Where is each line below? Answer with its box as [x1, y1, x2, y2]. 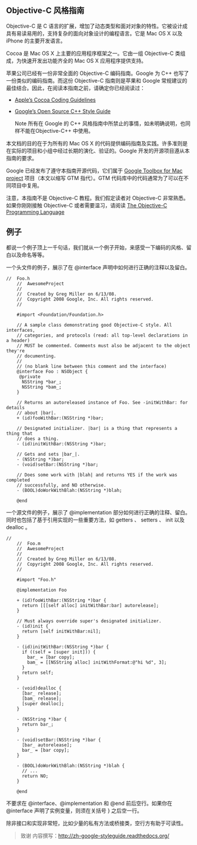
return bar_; [21, 721, 54, 727]
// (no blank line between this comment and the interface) [16, 363, 167, 369]
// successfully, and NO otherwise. [16, 482, 107, 488]
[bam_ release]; [21, 696, 62, 702]
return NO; [21, 773, 49, 779]
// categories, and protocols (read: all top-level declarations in [16, 332, 188, 338]
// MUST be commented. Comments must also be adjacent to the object [16, 342, 191, 348]
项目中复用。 [11, 182, 42, 189]
